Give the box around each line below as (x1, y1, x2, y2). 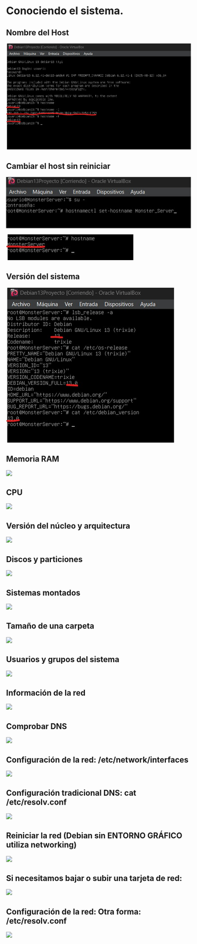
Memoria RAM (6, 454, 60, 464)
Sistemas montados (6, 587, 81, 598)
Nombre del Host (6, 28, 69, 38)
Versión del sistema (6, 272, 80, 282)
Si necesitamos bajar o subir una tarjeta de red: (6, 873, 183, 883)
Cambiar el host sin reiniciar (6, 161, 111, 171)
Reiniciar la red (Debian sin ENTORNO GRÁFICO (6, 831, 183, 841)
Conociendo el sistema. (6, 4, 124, 18)
